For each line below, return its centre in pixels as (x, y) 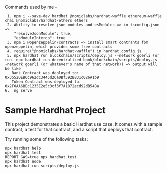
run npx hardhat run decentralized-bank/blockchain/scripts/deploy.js (81, 60)
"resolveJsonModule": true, (43, 34)
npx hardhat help (23, 148)
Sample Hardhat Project (55, 110)
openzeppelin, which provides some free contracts (59, 47)
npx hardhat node (23, 161)
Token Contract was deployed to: (46, 82)
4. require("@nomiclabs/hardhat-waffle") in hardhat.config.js (74, 51)
